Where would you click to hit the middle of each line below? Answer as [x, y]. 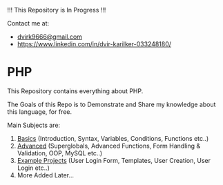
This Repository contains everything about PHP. [75, 91]
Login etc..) [33, 168]
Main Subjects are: [34, 125]
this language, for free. [40, 111]
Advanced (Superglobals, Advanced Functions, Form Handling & [109, 146]
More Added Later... [46, 175]
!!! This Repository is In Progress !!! [57, 10]
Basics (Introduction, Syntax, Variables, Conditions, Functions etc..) [113, 138]
